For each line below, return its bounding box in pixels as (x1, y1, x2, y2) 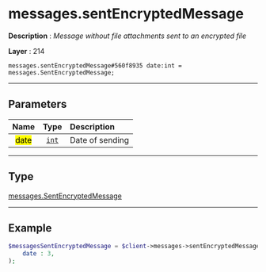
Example (8, 221, 52, 235)
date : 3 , (22, 250, 55, 258)
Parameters (8, 98, 67, 111)
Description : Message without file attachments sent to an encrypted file (8, 31, 247, 40)
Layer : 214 (8, 46, 45, 56)
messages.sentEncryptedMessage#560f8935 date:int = (8, 61, 182, 70)
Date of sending (70, 134, 129, 145)
